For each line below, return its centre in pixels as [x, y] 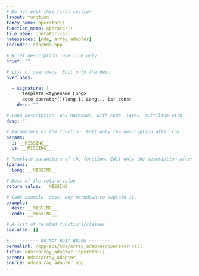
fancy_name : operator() [36, 23]
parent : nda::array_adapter [41, 257]
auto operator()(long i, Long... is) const [77, 99]
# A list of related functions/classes [56, 225]
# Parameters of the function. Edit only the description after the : [96, 131]
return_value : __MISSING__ [40, 186]
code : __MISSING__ [35, 214]
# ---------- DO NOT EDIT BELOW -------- [58, 241]
